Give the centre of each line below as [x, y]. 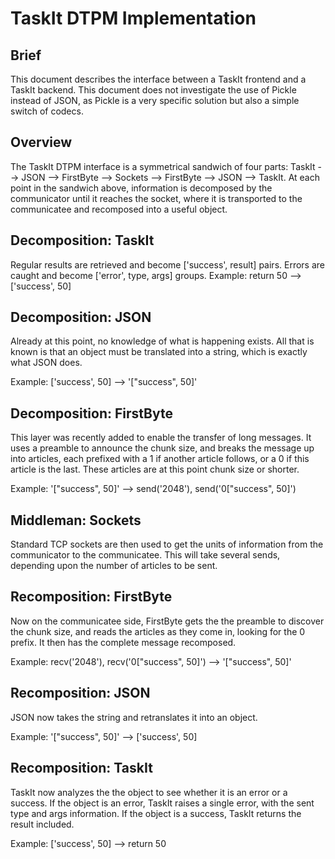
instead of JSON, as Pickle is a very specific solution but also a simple [155, 100]
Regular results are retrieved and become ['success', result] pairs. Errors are [167, 264]
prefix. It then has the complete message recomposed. [123, 642]
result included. [42, 824]
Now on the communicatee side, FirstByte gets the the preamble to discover [167, 621]
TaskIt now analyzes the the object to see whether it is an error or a [149, 792]
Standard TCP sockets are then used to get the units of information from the [167, 544]
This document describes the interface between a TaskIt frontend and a [158, 79]
